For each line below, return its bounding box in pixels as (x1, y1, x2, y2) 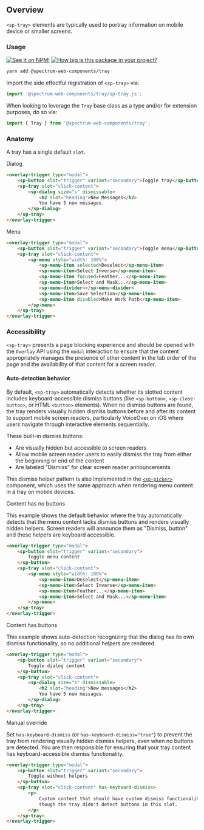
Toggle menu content (28, 554, 80, 560)
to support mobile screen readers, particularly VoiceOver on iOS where (6, 414, 184, 421)
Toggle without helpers (28, 773, 88, 780)
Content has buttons (6, 622, 58, 629)
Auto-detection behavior (6, 375, 70, 382)
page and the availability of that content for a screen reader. (6, 361, 157, 368)
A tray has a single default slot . (6, 148, 86, 156)
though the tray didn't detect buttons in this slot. (38, 801, 178, 808)
